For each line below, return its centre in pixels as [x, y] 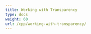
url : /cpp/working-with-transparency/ [46, 24]
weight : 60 [17, 19]
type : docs [17, 14]
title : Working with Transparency [41, 10]
